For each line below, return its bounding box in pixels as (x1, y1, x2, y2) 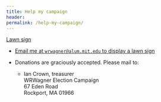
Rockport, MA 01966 (23, 90, 74, 97)
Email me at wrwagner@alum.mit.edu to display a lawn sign (14, 47, 156, 55)
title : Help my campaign (6, 8, 68, 15)
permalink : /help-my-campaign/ (6, 20, 84, 26)
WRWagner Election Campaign (23, 76, 99, 84)
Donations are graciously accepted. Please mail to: (14, 59, 140, 66)
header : (6, 14, 26, 20)
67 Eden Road (23, 83, 58, 90)
